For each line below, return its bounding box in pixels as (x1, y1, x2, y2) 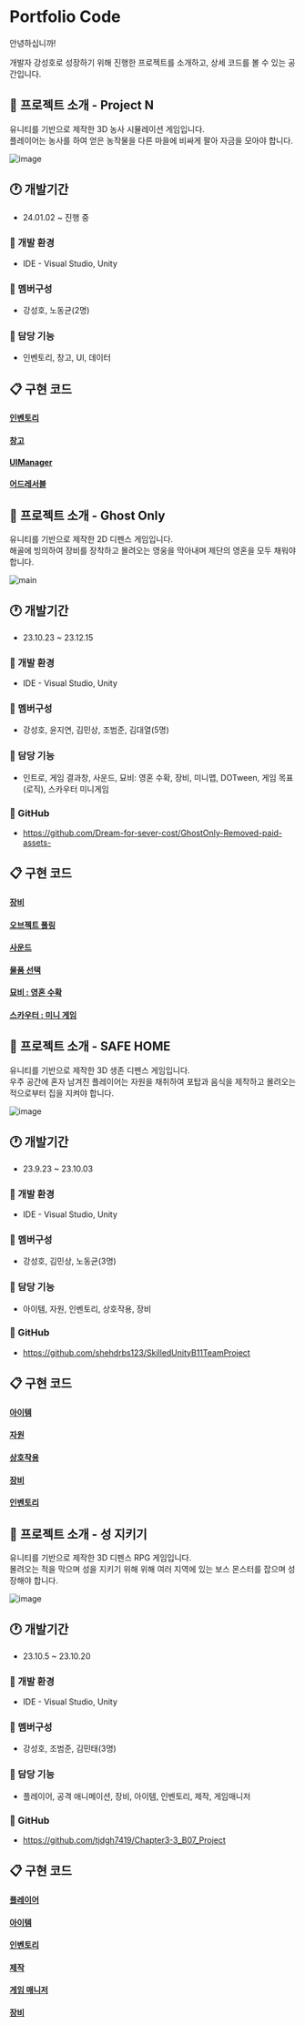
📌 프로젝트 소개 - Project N (9, 97, 155, 113)
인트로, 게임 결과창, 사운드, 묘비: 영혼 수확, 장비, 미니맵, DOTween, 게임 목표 (22, 772, 294, 783)
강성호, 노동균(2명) (22, 305, 90, 316)
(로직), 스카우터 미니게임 (22, 783, 109, 794)
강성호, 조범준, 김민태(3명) (22, 1743, 117, 1755)
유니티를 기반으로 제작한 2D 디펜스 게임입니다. (9, 534, 174, 545)
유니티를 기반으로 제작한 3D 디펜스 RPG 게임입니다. (9, 1551, 192, 1563)
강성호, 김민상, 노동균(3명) (22, 1255, 117, 1267)
